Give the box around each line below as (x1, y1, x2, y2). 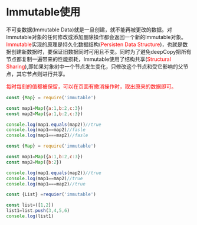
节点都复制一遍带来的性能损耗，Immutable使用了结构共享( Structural (6, 56, 171, 63)
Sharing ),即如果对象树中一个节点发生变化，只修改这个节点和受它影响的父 (6, 63, 183, 70)
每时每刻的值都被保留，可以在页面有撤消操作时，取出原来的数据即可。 (6, 83, 177, 90)
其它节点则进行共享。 (16, 70, 68, 77)
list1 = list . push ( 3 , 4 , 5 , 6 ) (6, 208, 70, 214)
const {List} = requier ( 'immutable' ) (6, 191, 96, 198)
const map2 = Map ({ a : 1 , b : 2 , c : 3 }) (6, 110, 83, 117)
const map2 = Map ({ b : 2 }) (6, 159, 62, 165)
